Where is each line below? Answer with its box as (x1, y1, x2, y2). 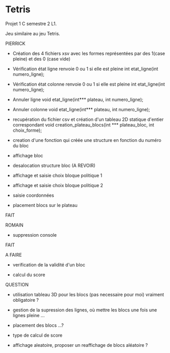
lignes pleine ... (12, 312, 45, 318)
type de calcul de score (12, 332, 63, 338)
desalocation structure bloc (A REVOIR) (12, 162, 95, 169)
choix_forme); (12, 127, 42, 133)
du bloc (12, 142, 29, 149)
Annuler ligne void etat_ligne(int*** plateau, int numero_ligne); (12, 96, 143, 102)
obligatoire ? (12, 297, 39, 303)
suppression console (12, 232, 57, 238)
